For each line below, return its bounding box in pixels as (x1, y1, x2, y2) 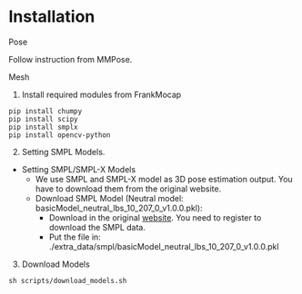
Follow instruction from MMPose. (8, 54, 133, 64)
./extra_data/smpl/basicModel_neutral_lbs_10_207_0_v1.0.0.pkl (48, 240, 279, 251)
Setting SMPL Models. (21, 146, 106, 157)
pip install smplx (8, 122, 78, 132)
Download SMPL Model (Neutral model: (35, 192, 184, 203)
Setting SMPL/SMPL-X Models (21, 163, 136, 174)
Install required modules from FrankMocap (21, 89, 182, 100)
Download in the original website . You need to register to (48, 211, 262, 223)
